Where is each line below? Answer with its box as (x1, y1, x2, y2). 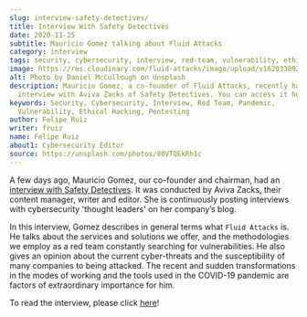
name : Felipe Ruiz (9, 132, 79, 142)
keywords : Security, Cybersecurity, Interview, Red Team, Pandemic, (9, 98, 276, 108)
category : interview (9, 48, 89, 57)
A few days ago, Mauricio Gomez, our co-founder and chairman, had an (9, 174, 281, 185)
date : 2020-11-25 (9, 30, 76, 39)
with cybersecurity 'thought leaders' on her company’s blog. (9, 203, 238, 215)
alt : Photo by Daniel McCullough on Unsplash (9, 73, 185, 82)
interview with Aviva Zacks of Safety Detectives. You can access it (17, 90, 288, 99)
